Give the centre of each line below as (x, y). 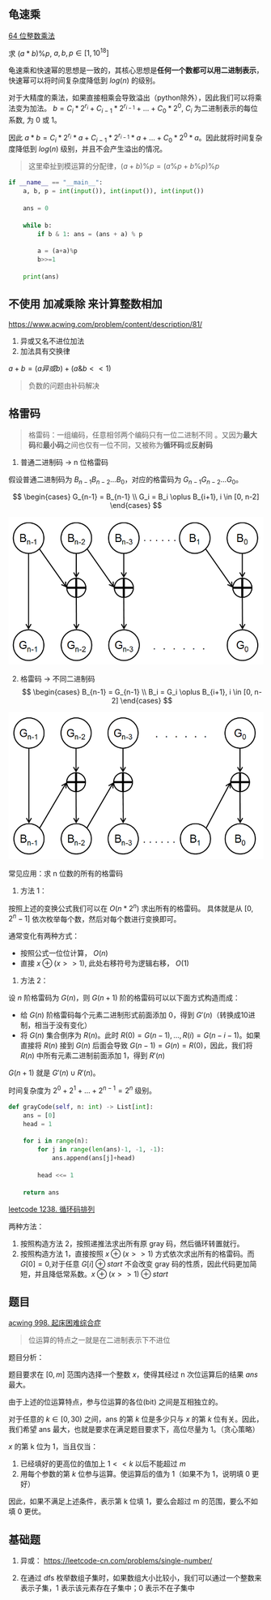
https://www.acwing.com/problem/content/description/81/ (106, 324)
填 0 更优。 (27, 1512)
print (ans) (41, 277)
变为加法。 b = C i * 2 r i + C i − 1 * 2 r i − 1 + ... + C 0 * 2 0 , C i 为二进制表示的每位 (136, 109)
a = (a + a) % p (58, 251)
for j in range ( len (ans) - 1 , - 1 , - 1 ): (101, 1150)
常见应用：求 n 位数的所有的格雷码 (66, 873)
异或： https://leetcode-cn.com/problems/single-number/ (116, 1561)
